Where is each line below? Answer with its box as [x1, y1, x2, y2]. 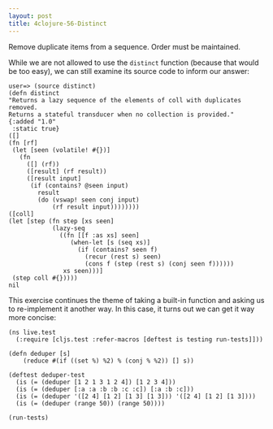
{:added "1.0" [8, 117, 57, 126]
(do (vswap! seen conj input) [37, 196, 140, 204]
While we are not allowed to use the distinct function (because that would [8, 58, 259, 67]
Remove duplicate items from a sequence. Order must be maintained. [8, 41, 241, 51]
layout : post [8, 11, 53, 20]
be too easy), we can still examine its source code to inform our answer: [8, 66, 250, 76]
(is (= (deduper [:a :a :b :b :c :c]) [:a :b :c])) [15, 385, 195, 393]
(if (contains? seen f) [77, 245, 158, 253]
